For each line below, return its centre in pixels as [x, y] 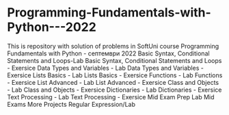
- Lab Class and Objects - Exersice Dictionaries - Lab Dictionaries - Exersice [114, 90]
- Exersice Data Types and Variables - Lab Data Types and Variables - [105, 68]
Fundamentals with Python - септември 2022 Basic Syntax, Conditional [108, 53]
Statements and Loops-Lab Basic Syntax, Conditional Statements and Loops [114, 60]
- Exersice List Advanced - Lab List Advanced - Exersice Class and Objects [113, 82]
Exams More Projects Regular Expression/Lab [71, 104]
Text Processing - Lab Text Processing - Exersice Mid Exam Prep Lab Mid [111, 97]
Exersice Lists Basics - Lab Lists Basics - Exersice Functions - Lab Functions [115, 75]
